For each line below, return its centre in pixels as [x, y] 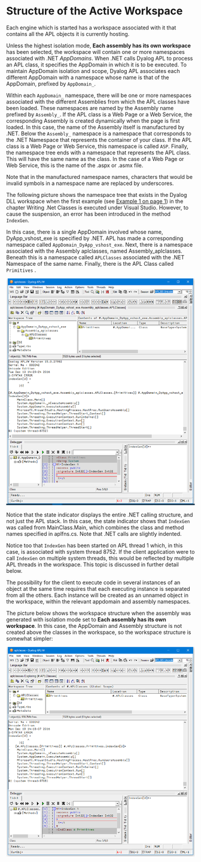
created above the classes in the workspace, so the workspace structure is [99, 632]
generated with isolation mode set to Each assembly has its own [86, 619]
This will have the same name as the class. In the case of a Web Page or [95, 159]
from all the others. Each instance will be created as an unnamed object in [97, 595]
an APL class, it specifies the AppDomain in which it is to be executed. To [97, 65]
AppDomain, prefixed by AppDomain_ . [51, 84]
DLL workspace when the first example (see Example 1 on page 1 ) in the [95, 201]
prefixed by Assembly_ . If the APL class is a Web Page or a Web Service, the [99, 114]
